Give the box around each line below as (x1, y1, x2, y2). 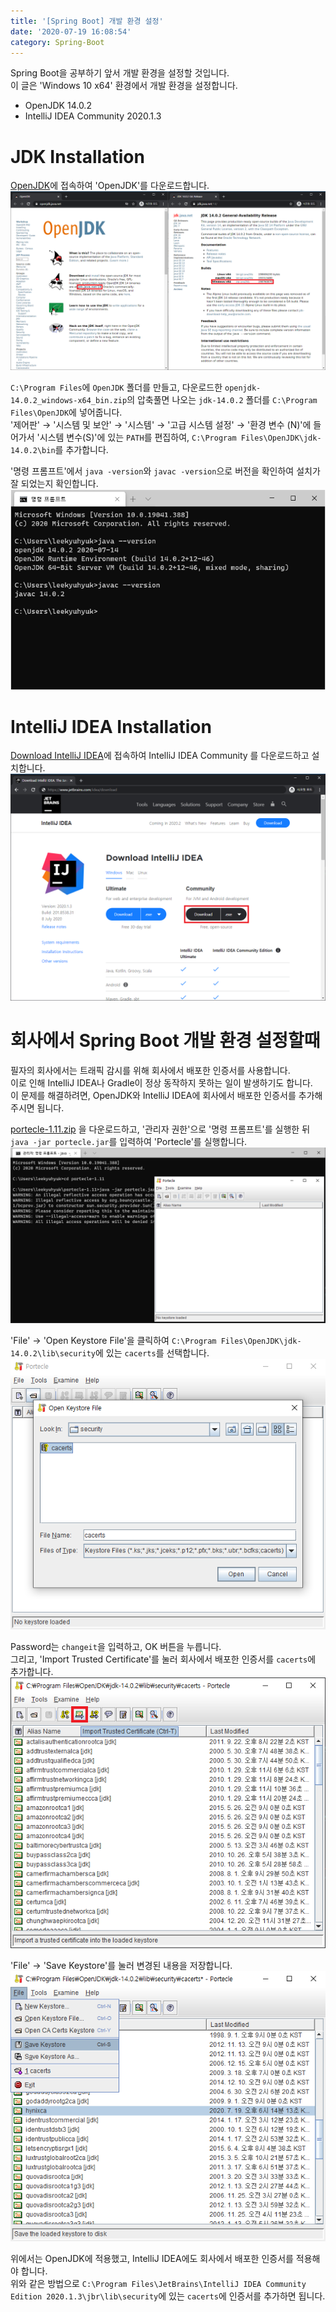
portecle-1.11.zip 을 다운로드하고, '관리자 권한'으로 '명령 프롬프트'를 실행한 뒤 (10, 1123, 311, 1135)
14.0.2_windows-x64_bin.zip (10, 395, 128, 405)
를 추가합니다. (54, 443, 109, 455)
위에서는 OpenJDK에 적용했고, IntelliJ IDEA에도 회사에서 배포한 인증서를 (10, 2253, 294, 2265)
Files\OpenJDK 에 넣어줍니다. (10, 406, 123, 418)
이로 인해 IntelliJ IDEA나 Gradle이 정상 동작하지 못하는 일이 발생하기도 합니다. (10, 1076, 313, 1089)
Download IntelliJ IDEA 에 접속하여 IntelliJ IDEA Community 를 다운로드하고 (10, 750, 310, 762)
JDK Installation (10, 145, 145, 168)
